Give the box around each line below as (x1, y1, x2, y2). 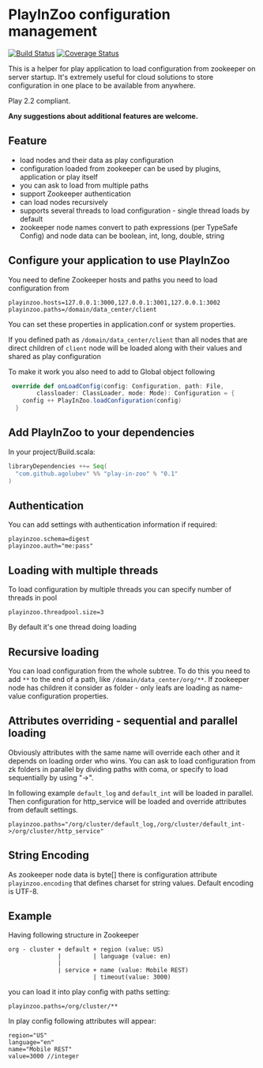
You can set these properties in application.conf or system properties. (8, 319, 236, 329)
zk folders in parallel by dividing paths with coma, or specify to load (8, 764, 229, 774)
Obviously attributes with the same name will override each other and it (8, 748, 240, 757)
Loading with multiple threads (8, 563, 159, 577)
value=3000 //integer (8, 1052, 80, 1061)
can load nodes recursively (19, 197, 108, 206)
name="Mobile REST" (8, 1046, 73, 1054)
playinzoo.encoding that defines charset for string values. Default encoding (8, 878, 254, 888)
